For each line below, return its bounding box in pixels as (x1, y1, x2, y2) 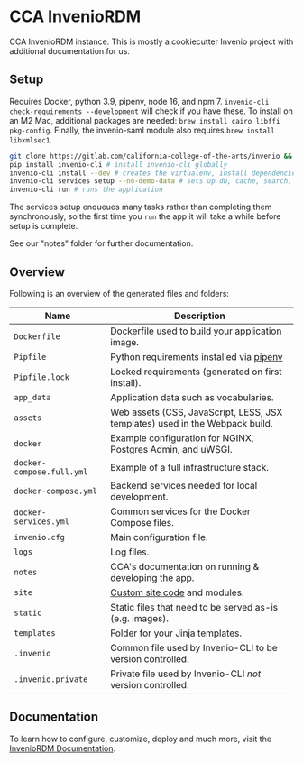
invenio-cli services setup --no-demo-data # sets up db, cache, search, (9, 177, 293, 186)
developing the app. (110, 571, 195, 583)
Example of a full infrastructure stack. (110, 461, 269, 473)
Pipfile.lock (14, 372, 70, 382)
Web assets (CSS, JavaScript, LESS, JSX (110, 406, 283, 418)
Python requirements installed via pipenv (110, 350, 283, 363)
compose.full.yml (14, 466, 88, 477)
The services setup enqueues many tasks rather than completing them (9, 201, 272, 213)
